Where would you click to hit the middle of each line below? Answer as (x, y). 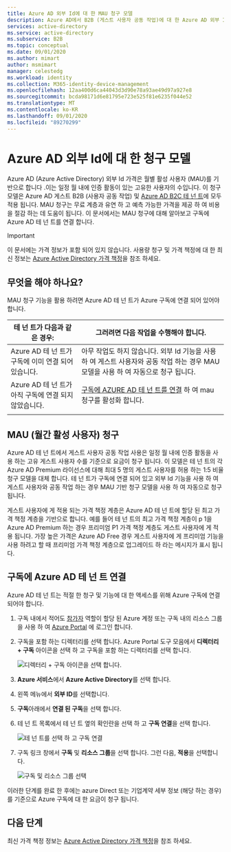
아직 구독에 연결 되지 (42, 395)
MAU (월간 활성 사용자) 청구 (63, 435)
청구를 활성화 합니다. (113, 400)
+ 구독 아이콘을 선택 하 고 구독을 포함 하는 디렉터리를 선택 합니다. (104, 650)
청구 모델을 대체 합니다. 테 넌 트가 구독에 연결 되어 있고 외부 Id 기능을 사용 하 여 (113, 479)
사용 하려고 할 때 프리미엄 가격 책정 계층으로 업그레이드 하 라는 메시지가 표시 (109, 545)
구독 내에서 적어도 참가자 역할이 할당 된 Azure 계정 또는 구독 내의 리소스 (113, 618)
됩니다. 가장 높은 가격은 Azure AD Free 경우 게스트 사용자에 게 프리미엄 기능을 (119, 536)
